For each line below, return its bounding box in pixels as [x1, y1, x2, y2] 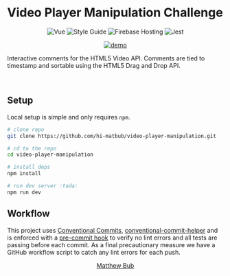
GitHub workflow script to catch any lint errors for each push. [7, 248, 181, 256]
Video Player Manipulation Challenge [7, 5, 223, 21]
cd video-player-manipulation [7, 151, 94, 159]
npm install [7, 170, 41, 177]
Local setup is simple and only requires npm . [7, 113, 130, 121]
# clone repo [7, 126, 45, 133]
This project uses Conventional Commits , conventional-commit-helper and [7, 226, 218, 234]
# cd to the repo [7, 145, 57, 152]
